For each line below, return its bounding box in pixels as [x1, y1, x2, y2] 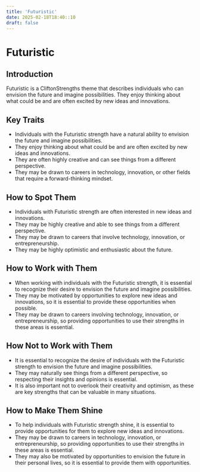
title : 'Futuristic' [6, 8, 58, 15]
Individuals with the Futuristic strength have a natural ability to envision [14, 131, 189, 138]
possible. [14, 305, 37, 312]
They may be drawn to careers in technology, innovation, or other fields [14, 169, 190, 176]
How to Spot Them [6, 192, 76, 203]
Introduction [6, 69, 54, 79]
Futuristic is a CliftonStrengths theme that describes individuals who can [6, 85, 184, 92]
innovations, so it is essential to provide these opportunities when [14, 298, 176, 305]
